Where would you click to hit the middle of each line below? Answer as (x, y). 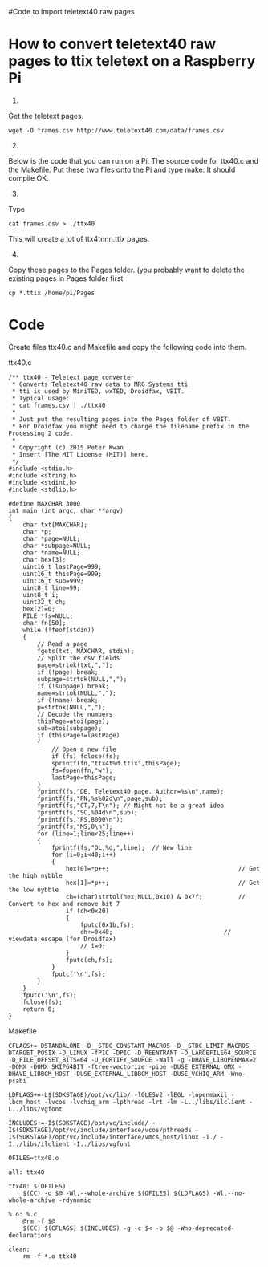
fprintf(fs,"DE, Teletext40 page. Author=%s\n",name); (131, 791)
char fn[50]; (45, 623)
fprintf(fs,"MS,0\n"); (75, 826)
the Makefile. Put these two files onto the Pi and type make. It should (122, 169)
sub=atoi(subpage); (70, 728)
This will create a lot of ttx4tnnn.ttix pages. (79, 238)
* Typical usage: (41, 398)
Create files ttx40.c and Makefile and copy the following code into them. (128, 347)
